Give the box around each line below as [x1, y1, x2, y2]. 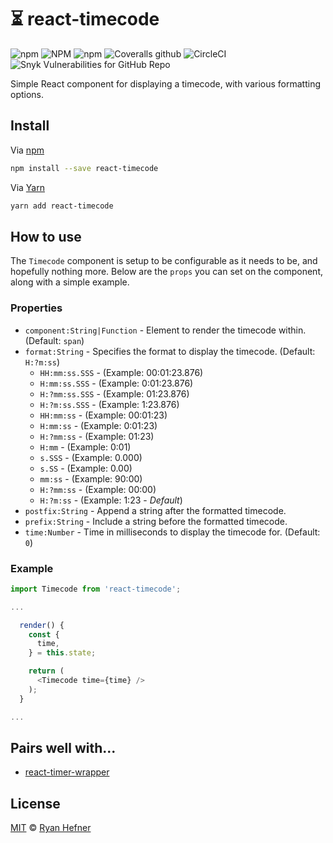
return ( [28, 666, 65, 676]
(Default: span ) [24, 334, 85, 346]
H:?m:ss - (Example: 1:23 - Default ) [39, 494, 183, 506]
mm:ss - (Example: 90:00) [39, 472, 143, 485]
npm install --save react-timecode [10, 163, 159, 173]
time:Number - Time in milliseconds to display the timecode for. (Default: [24, 526, 321, 538]
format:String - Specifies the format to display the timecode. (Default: [24, 345, 316, 357]
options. [10, 88, 45, 100]
